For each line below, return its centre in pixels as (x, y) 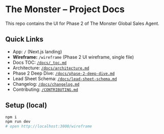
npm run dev (18, 122)
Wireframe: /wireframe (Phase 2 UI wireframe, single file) (73, 57)
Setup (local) (26, 105)
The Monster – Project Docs (65, 9)
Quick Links (24, 39)
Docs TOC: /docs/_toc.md (40, 62)
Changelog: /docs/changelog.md (46, 84)
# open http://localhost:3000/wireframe (49, 126)
